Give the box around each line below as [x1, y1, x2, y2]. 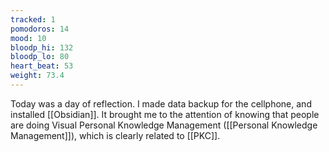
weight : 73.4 [10, 71, 65, 81]
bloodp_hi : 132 [10, 42, 74, 53]
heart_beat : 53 [10, 61, 74, 71]
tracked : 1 [10, 14, 56, 25]
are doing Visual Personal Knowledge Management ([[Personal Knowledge [10, 119, 318, 131]
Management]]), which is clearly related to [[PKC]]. [10, 129, 221, 141]
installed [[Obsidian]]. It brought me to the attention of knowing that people [10, 108, 320, 120]
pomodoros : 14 [10, 24, 70, 34]
